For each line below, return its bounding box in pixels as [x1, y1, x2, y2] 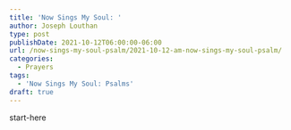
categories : [9, 54, 54, 63]
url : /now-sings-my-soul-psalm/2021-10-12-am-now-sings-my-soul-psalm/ [9, 46, 282, 55]
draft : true [9, 87, 54, 96]
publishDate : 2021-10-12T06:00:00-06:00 [9, 37, 163, 47]
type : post [9, 29, 50, 38]
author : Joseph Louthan [9, 21, 98, 30]
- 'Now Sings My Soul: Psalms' [17, 79, 134, 88]
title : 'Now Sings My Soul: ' [9, 12, 123, 22]
